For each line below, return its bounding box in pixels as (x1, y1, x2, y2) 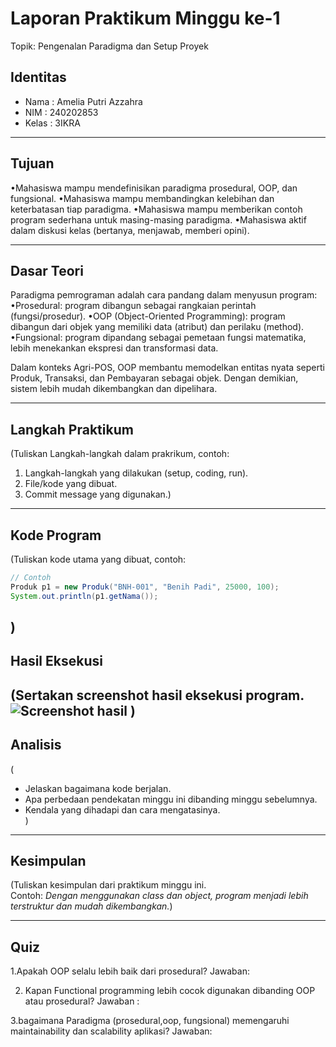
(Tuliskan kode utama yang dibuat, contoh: (10, 553, 187, 565)
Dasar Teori (10, 262, 84, 279)
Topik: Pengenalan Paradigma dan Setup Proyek (10, 40, 209, 52)
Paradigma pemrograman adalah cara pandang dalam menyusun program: (10, 289, 318, 301)
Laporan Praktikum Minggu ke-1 (10, 7, 281, 30)
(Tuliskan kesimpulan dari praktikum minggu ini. (10, 879, 207, 891)
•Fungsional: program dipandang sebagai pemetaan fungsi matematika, (10, 332, 307, 344)
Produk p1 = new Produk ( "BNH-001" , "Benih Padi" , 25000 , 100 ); (10, 582, 280, 592)
